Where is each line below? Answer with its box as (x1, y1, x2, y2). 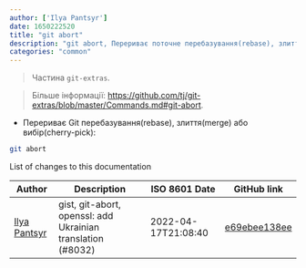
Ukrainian (58, 221, 100, 233)
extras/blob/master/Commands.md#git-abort (31, 99, 202, 110)
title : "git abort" (9, 30, 84, 39)
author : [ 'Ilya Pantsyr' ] (9, 13, 107, 23)
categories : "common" (9, 47, 92, 57)
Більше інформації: (31, 90, 107, 101)
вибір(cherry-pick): (22, 127, 97, 138)
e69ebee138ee (224, 221, 292, 233)
